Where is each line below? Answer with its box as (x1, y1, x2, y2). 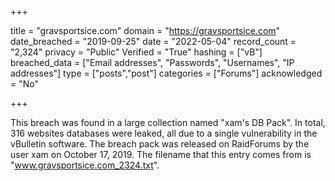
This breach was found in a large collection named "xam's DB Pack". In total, (10, 117, 326, 128)
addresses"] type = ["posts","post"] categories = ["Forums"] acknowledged (10, 67, 323, 79)
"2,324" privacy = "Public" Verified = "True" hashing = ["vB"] (10, 46, 263, 58)
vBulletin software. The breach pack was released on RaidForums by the (10, 138, 310, 150)
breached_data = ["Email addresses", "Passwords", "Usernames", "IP (10, 57, 295, 68)
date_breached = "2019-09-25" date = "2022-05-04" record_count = (10, 36, 297, 47)
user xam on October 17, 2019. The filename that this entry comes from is (10, 149, 312, 160)
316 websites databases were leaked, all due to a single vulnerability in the (10, 127, 318, 139)
